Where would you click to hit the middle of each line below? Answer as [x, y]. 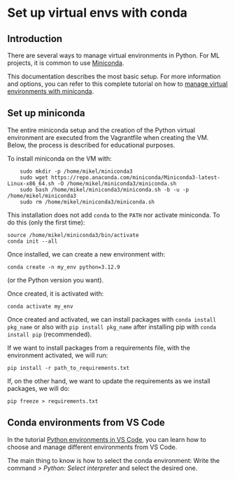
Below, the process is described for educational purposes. [91, 145]
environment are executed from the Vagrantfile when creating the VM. [108, 137]
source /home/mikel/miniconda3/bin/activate [73, 235]
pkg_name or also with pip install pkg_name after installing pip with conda [112, 327]
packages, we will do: [38, 388]
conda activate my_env [40, 306]
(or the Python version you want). [55, 280]
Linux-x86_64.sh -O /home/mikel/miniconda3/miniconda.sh [92, 183]
